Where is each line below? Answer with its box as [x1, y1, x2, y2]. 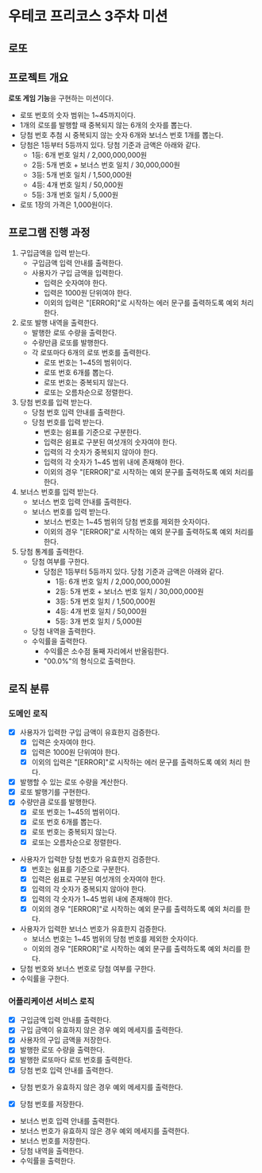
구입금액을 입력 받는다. [19, 248, 91, 258]
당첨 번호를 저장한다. [19, 1099, 84, 1108]
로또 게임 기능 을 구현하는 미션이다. [8, 93, 114, 104]
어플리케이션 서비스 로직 [8, 995, 95, 1007]
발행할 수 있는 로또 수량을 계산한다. [19, 777, 129, 787]
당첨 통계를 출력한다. [19, 547, 84, 557]
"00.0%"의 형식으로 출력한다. [43, 656, 136, 666]
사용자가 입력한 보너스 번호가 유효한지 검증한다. [19, 924, 167, 933]
